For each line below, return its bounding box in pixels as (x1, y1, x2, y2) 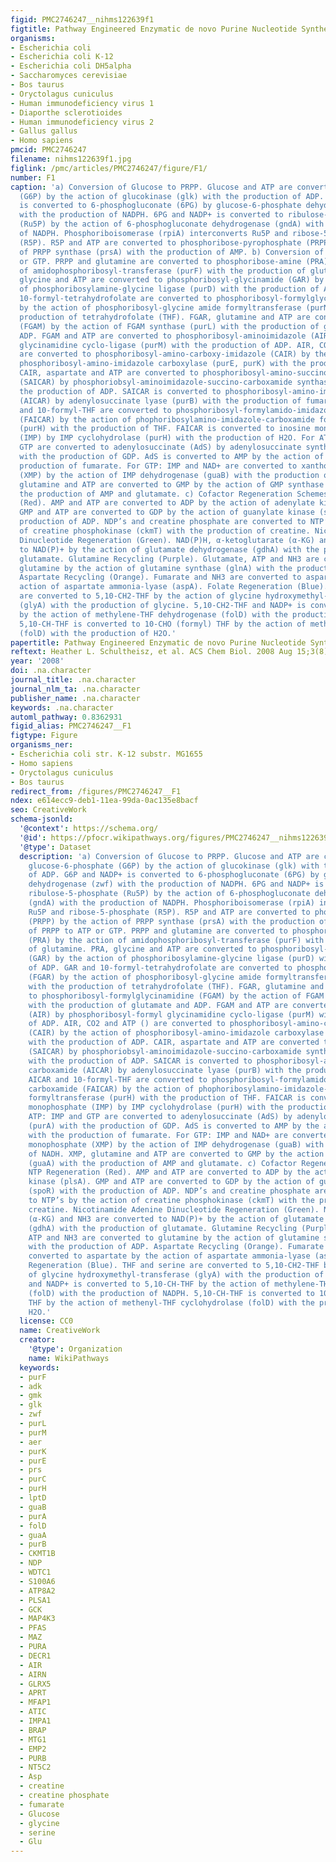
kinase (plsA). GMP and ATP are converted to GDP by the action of (28, 1177, 315, 1187)
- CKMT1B (19, 1549, 56, 1559)
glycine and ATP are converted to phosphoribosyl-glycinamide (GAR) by (19, 275, 325, 285)
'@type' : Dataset (19, 842, 92, 852)
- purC (19, 1474, 47, 1485)
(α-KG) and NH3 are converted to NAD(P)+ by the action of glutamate (28, 1214, 325, 1224)
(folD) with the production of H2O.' (19, 628, 177, 638)
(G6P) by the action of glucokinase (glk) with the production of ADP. (19, 191, 325, 201)
